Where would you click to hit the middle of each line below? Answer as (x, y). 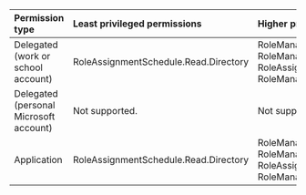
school (29, 67)
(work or (32, 56)
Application (38, 160)
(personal (35, 105)
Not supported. (105, 111)
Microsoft (35, 116)
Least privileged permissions (137, 24)
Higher (273, 24)
